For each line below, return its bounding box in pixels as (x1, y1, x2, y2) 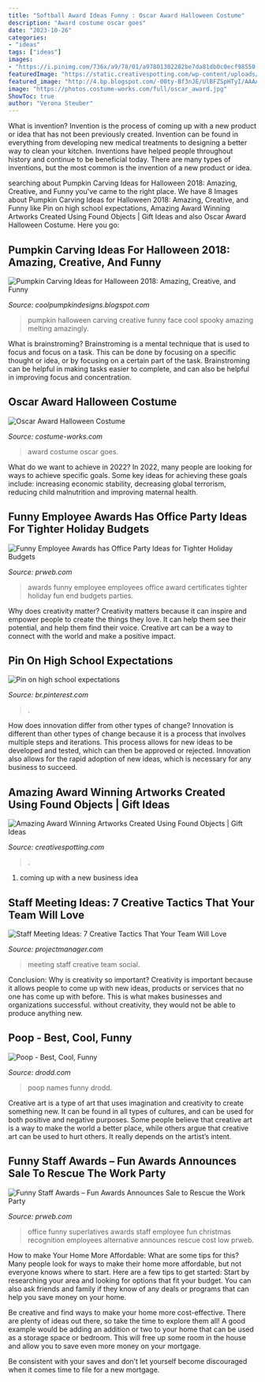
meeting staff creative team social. (27, 960, 140, 969)
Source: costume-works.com (8, 431, 103, 441)
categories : (8, 33, 47, 42)
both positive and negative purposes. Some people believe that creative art (8, 1115, 252, 1124)
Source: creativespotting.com (8, 842, 105, 852)
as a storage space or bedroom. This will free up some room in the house (8, 1332, 247, 1342)
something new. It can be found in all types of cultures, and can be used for (8, 1106, 254, 1116)
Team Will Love (8, 908, 85, 921)
